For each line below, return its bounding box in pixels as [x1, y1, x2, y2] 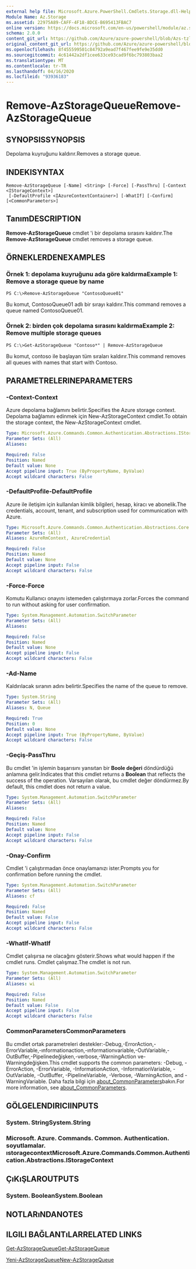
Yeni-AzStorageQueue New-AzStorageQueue [6, 1256, 114, 1264]
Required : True [6, 715, 43, 721]
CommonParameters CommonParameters [6, 1027, 127, 1036]
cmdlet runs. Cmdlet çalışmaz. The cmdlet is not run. [6, 959, 131, 966]
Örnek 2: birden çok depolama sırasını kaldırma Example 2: [6, 322, 175, 330]
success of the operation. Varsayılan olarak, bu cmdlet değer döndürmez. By [6, 776, 190, 784]
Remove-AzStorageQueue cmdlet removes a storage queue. [6, 235, 153, 243]
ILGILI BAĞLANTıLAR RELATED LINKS [6, 1229, 142, 1239]
